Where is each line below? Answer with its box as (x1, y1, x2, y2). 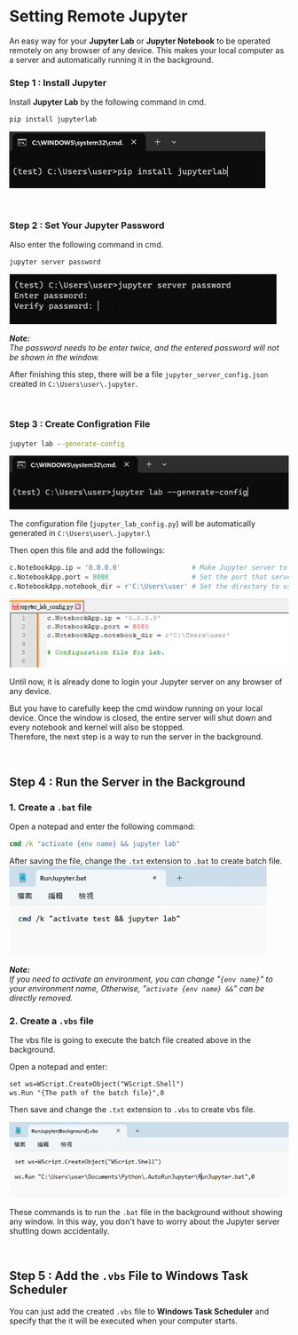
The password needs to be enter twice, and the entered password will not (9, 343, 279, 353)
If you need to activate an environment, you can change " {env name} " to (9, 974, 273, 984)
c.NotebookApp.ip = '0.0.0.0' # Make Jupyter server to (9, 564, 288, 573)
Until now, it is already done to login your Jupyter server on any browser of (9, 676, 283, 687)
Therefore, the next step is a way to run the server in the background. (9, 731, 263, 742)
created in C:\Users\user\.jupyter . (9, 379, 138, 390)
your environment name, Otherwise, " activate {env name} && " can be (9, 983, 265, 993)
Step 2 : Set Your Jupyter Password (9, 219, 165, 232)
